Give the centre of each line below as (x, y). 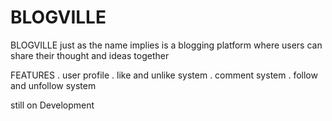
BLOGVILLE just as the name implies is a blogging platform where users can (166, 45)
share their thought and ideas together (90, 55)
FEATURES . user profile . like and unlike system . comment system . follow (164, 75)
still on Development (52, 105)
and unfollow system (53, 85)
